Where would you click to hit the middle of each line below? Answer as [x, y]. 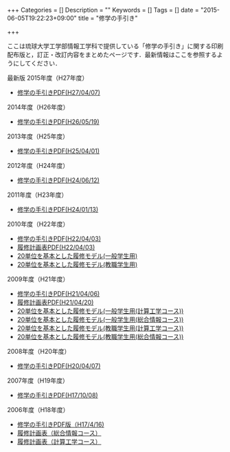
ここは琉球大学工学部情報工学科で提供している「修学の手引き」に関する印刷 [115, 46]
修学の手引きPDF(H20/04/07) [59, 366]
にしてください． [37, 63]
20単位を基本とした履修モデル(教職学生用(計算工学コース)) [100, 328]
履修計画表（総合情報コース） [59, 433]
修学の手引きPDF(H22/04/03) [59, 239]
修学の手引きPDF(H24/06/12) [58, 180]
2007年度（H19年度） [38, 380]
